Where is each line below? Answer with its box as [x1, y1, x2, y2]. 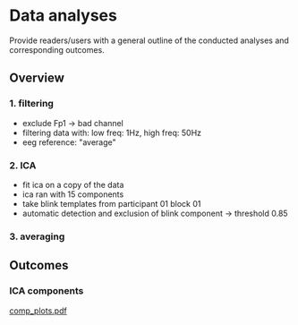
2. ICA [9, 158, 37, 171]
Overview [9, 71, 65, 86]
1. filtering [9, 98, 54, 110]
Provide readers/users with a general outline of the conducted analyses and [9, 35, 289, 46]
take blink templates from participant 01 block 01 [21, 198, 201, 209]
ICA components [9, 285, 84, 297]
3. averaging [9, 230, 65, 243]
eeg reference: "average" [21, 136, 116, 148]
